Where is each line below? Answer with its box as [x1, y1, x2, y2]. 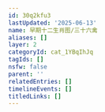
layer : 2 [8, 41, 37, 49]
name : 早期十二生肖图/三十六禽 [8, 26, 98, 34]
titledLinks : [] [8, 92, 62, 100]
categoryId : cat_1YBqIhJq [8, 48, 93, 56]
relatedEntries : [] [8, 77, 73, 85]
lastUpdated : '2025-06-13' [8, 19, 97, 27]
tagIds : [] [8, 56, 44, 64]
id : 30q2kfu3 [8, 11, 51, 20]
